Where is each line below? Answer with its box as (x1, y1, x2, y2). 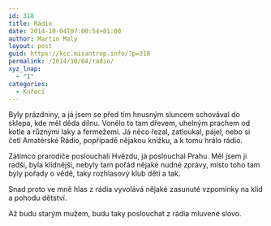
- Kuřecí (15, 87, 45, 96)
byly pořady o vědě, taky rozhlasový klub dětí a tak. (8, 168, 181, 179)
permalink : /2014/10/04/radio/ (8, 58, 114, 66)
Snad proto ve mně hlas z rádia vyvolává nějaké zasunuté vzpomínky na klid (8, 185, 264, 194)
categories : (8, 80, 49, 88)
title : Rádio (8, 20, 53, 28)
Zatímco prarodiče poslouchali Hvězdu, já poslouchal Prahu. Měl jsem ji (8, 151, 247, 161)
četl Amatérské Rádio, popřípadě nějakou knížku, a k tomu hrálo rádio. (8, 136, 243, 146)
